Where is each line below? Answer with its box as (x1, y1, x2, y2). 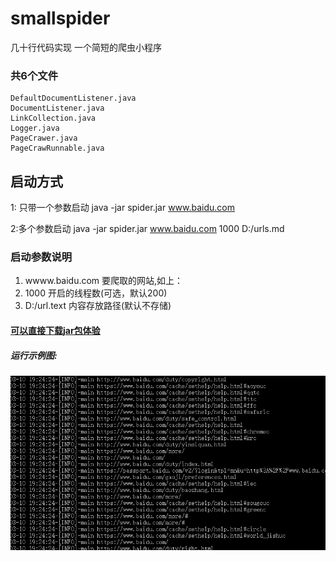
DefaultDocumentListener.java (10, 93, 137, 104)
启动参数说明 (10, 250, 73, 264)
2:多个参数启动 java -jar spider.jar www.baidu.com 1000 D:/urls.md (10, 223, 285, 235)
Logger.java (10, 123, 60, 134)
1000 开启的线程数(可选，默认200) (24, 287, 168, 299)
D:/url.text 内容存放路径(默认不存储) (24, 300, 172, 312)
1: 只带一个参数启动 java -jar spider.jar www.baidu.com (10, 202, 235, 214)
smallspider (10, 7, 111, 30)
